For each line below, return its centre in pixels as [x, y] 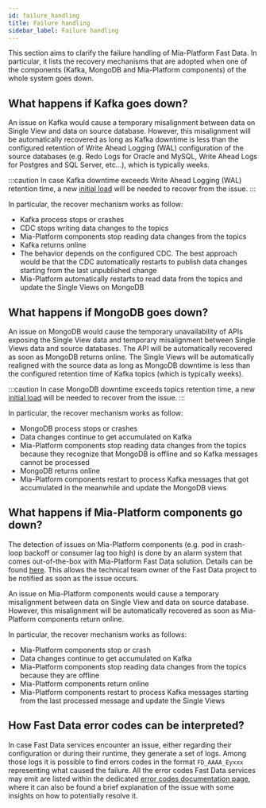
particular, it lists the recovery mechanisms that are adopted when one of [128, 61]
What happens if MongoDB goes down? [108, 312]
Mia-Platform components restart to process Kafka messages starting [134, 692]
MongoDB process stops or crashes [79, 428]
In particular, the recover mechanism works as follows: [98, 634]
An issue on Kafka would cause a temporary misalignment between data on [132, 123]
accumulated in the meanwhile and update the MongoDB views [123, 488]
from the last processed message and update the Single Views [122, 701]
